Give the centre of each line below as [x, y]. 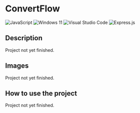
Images [17, 66]
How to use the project [41, 93]
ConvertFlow [32, 9]
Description [24, 38]
